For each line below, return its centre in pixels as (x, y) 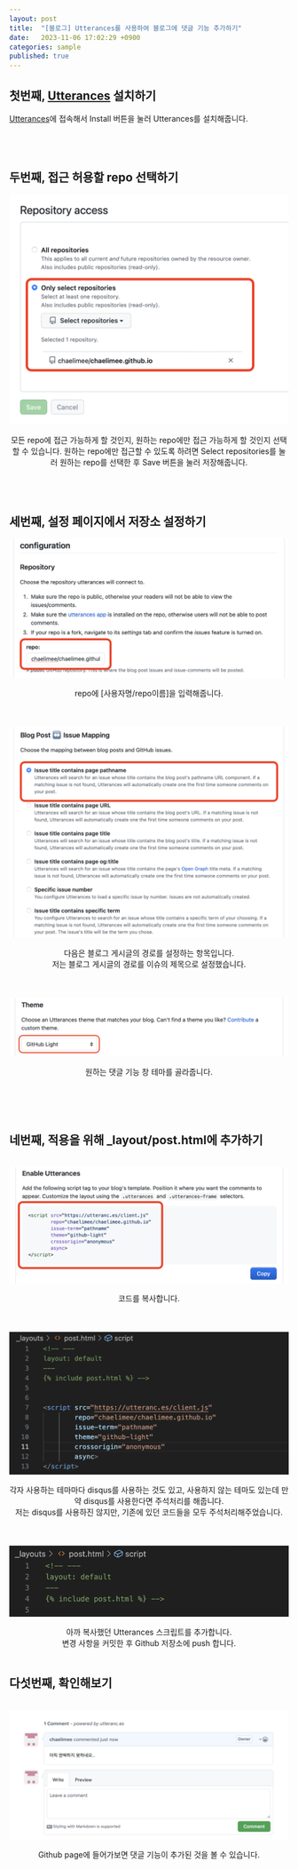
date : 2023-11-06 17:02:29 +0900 (75, 37)
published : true (39, 56)
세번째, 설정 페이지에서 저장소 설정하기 (108, 521)
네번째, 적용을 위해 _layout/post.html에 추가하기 (136, 1140)
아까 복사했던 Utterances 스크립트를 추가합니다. (149, 1632)
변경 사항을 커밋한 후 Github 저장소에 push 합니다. (149, 1642)
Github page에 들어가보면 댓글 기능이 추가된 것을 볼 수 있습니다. (149, 1855)
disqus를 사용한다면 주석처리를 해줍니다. (154, 1501)
